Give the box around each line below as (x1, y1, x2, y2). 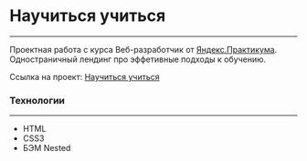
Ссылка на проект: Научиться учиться (9, 71, 160, 82)
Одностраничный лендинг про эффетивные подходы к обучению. (9, 54, 267, 65)
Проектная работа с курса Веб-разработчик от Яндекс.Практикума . (9, 44, 278, 55)
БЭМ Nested (22, 143, 71, 154)
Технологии (9, 94, 66, 106)
